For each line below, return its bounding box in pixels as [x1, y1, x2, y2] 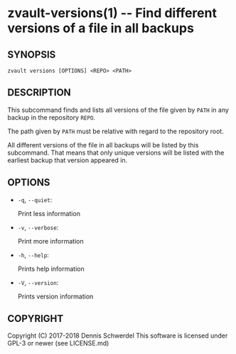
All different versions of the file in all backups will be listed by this [7, 140, 199, 149]
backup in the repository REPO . [7, 113, 96, 122]
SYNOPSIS [7, 48, 56, 61]
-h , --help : [17, 251, 50, 259]
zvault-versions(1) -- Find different [7, 5, 217, 21]
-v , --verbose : [17, 223, 59, 231]
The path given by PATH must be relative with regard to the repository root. [7, 127, 224, 135]
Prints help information [17, 264, 85, 273]
